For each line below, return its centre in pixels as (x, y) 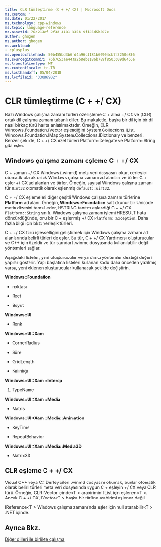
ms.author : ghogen (23, 41)
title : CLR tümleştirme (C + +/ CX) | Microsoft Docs (60, 9)
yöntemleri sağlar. (23, 248)
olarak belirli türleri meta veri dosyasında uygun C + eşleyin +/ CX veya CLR (80, 487)
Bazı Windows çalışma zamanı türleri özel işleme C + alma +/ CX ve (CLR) (78, 114)
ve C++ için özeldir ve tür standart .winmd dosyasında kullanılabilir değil (77, 242)
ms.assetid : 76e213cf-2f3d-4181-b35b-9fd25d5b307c (57, 32)
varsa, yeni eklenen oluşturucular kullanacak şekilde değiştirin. (67, 268)
